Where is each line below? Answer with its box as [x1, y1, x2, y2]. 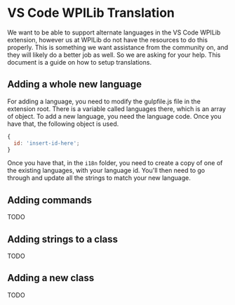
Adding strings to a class [7, 233, 118, 245]
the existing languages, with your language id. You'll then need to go [7, 167, 206, 175]
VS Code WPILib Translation [7, 5, 175, 21]
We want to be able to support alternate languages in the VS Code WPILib [7, 28, 221, 37]
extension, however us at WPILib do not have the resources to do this [7, 35, 208, 44]
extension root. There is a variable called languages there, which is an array [7, 104, 227, 113]
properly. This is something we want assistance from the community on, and [7, 43, 229, 51]
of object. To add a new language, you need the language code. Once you [7, 112, 222, 120]
